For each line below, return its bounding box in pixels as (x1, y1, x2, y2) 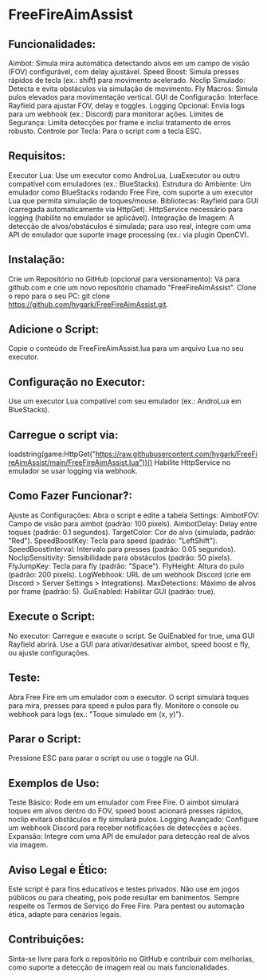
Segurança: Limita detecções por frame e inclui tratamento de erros (8, 118, 231, 127)
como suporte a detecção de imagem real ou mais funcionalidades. (8, 962, 230, 972)
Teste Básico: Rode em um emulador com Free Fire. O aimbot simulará (8, 797, 239, 807)
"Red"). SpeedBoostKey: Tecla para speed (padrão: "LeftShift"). (8, 536, 218, 545)
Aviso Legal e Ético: (8, 863, 108, 876)
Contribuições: (8, 933, 85, 947)
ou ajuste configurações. (8, 647, 90, 657)
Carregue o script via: (8, 428, 119, 442)
